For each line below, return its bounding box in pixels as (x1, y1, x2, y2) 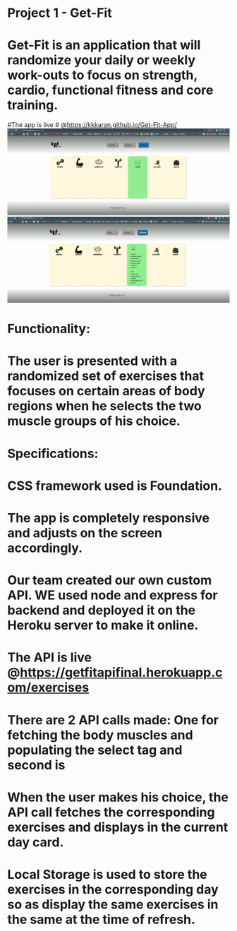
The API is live (7, 649, 92, 666)
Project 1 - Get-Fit (7, 5, 112, 21)
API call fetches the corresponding (7, 804, 215, 820)
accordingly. (7, 540, 83, 556)
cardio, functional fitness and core (7, 83, 214, 98)
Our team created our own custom (7, 572, 212, 589)
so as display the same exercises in (7, 896, 219, 912)
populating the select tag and (7, 742, 183, 758)
